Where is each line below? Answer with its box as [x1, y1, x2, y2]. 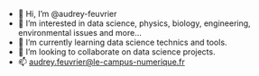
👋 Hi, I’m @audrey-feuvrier [17, 9, 117, 19]
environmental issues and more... [17, 28, 143, 38]
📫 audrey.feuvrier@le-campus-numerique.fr [17, 56, 185, 67]
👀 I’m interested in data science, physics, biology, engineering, [17, 18, 251, 29]
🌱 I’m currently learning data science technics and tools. [17, 37, 227, 47]
